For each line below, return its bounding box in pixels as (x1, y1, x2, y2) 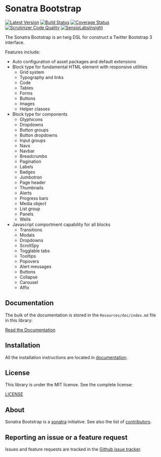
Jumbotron (19, 174, 42, 180)
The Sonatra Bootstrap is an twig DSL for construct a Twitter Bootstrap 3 (5, 34, 153, 40)
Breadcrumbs (19, 153, 48, 159)
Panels (19, 211, 33, 217)
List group (19, 206, 40, 212)
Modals (19, 232, 35, 238)
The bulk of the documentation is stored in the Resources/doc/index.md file (5, 312, 156, 318)
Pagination (19, 158, 42, 164)
